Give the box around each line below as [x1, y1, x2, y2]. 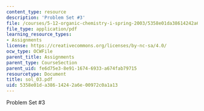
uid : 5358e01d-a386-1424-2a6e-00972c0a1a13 [6, 82, 118, 89]
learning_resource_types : [6, 32, 72, 38]
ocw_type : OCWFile [6, 49, 53, 55]
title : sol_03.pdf [6, 76, 53, 82]
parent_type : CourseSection [6, 59, 78, 66]
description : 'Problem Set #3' [6, 15, 86, 21]
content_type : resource [6, 8, 67, 15]
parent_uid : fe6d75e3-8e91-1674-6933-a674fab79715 [6, 65, 137, 72]
